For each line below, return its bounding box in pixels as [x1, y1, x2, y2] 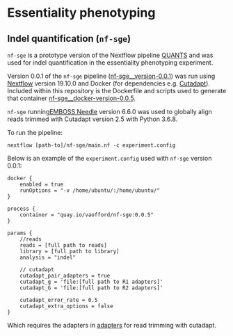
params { [7, 230, 33, 237]
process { [7, 205, 36, 212]
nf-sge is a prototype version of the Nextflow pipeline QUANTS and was [7, 51, 214, 59]
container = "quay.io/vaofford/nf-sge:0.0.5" [19, 211, 154, 218]
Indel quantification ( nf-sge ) [7, 33, 131, 45]
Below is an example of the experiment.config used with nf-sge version [7, 154, 212, 162]
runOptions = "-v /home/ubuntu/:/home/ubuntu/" [19, 187, 160, 194]
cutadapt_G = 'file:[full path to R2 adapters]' [19, 285, 163, 291]
